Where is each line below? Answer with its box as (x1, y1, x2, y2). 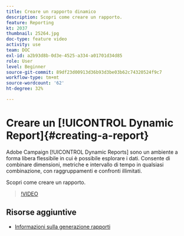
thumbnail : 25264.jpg (6, 31, 60, 37)
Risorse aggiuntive (6, 208, 77, 218)
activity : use (6, 42, 41, 48)
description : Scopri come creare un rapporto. (6, 14, 123, 20)
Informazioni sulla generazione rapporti (14, 223, 111, 230)
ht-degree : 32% (6, 86, 44, 92)
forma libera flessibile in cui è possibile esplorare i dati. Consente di (6, 154, 170, 161)
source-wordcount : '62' (6, 80, 65, 86)
